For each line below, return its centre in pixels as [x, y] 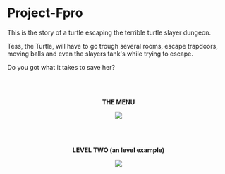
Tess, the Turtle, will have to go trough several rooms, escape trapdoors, [113, 46]
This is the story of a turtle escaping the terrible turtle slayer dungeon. [109, 32]
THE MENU [118, 102]
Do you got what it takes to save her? [61, 67]
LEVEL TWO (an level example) [118, 150]
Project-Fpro [45, 13]
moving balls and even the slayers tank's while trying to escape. [101, 54]
